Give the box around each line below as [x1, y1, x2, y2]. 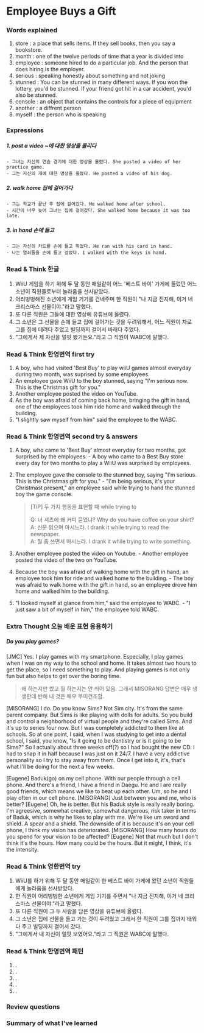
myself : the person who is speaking [15, 111, 107, 118]
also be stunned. [15, 91, 58, 99]
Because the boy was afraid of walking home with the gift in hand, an [15, 568, 189, 576]
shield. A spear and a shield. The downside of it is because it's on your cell [6, 820, 194, 827]
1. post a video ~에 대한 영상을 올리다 [6, 142, 97, 149]
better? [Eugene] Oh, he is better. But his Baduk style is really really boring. [6, 800, 195, 808]
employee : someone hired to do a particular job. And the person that [15, 59, 189, 66]
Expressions [6, 126, 44, 135]
